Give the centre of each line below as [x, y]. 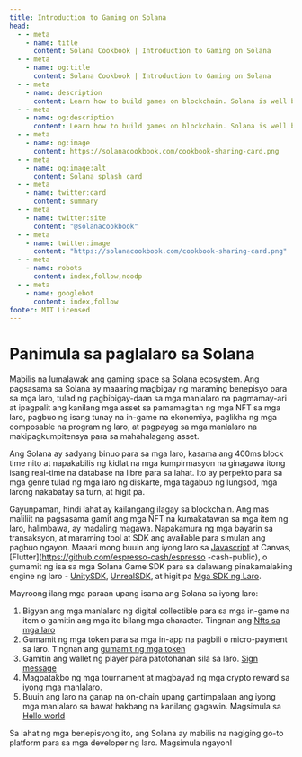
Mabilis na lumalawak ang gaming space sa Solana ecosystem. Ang [134, 379]
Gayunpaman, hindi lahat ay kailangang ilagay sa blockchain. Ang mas [139, 509]
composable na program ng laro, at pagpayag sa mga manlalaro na [133, 427]
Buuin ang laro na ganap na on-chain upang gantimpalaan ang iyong [149, 697]
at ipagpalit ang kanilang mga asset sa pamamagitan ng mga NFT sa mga [145, 408]
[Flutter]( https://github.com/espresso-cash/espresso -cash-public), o [138, 557]
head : [19, 26]
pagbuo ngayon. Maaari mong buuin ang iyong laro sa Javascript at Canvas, [151, 548]
